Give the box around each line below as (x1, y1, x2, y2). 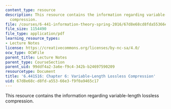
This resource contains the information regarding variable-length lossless (5, 92, 159, 98)
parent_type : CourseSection (5, 60, 65, 65)
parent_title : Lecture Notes (5, 54, 67, 60)
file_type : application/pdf (5, 31, 65, 36)
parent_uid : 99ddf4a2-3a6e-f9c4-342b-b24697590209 (5, 64, 115, 69)
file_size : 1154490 (5, 26, 47, 32)
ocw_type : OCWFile (5, 50, 44, 55)
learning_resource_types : (5, 36, 60, 41)
